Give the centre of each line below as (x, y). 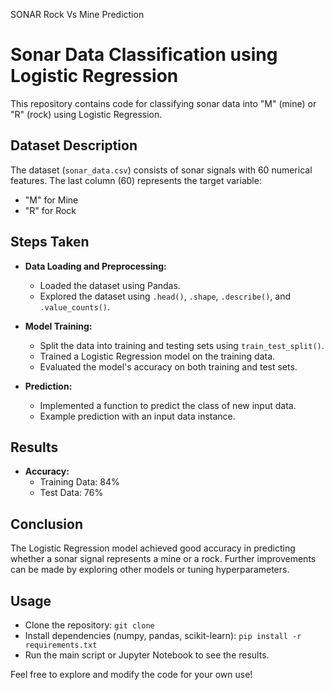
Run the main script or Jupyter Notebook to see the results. (147, 655)
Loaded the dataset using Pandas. (110, 285)
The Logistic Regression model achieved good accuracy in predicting (153, 548)
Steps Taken (50, 242)
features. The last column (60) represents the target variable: (136, 180)
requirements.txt (61, 645)
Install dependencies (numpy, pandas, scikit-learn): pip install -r (163, 635)
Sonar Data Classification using (144, 55)
